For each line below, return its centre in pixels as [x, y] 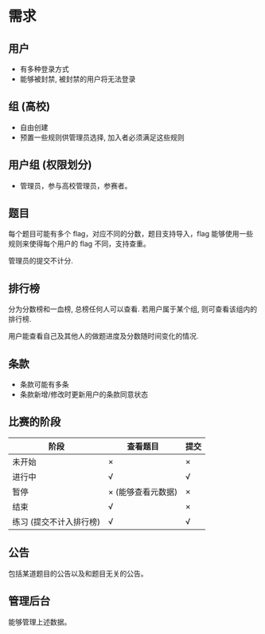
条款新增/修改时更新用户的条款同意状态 [84, 394]
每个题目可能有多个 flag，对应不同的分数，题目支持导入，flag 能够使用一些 [131, 234]
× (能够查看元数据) [142, 492]
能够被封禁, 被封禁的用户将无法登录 [78, 79]
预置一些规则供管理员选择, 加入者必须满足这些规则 [102, 137]
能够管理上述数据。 [40, 622]
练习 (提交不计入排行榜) [57, 521]
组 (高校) [29, 107]
